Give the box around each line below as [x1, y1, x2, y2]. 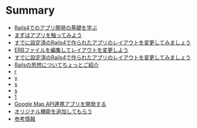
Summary [5, 4, 55, 17]
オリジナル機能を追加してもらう [14, 108, 93, 115]
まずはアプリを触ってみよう [14, 31, 83, 39]
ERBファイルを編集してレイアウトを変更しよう [14, 46, 129, 54]
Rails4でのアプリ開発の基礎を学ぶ [14, 24, 98, 31]
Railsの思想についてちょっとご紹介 [14, 61, 99, 68]
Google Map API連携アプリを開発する [14, 100, 107, 107]
